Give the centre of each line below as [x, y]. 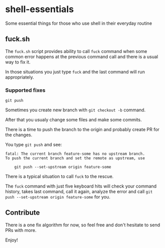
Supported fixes [25, 90]
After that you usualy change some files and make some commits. [73, 120]
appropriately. [20, 77]
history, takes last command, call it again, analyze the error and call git [79, 192]
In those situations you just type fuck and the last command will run [75, 72]
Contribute [23, 213]
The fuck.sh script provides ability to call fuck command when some [76, 51]
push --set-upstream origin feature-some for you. [58, 197]
